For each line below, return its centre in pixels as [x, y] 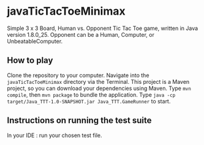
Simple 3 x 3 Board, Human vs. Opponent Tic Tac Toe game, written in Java [103, 28]
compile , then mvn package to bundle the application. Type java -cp [91, 95]
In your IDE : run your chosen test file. [55, 135]
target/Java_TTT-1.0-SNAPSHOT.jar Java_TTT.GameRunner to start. [89, 101]
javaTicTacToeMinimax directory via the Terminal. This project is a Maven [98, 81]
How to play [30, 60]
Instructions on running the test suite [79, 121]
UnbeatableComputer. [35, 41]
